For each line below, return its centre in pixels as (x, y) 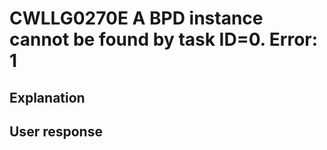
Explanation (47, 97)
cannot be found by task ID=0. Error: (164, 39)
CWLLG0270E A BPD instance (136, 18)
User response (56, 131)
